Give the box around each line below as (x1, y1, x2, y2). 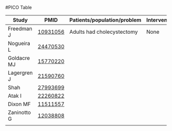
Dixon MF (8, 101, 31, 107)
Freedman (8, 25, 32, 32)
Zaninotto (8, 109, 31, 116)
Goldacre (8, 55, 30, 61)
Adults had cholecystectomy (69, 28, 138, 35)
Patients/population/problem (69, 16, 142, 24)
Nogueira (8, 40, 31, 47)
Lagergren (8, 69, 33, 76)
